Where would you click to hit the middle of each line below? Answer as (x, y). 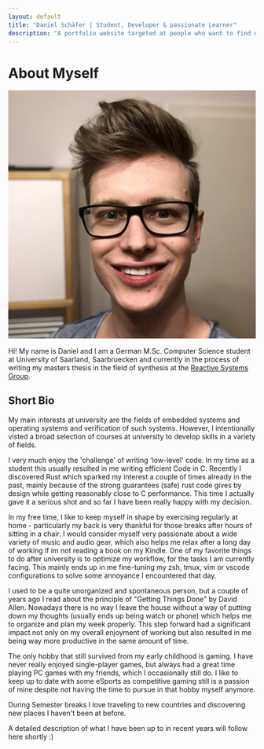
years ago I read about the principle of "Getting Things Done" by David (123, 599)
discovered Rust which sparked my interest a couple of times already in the (130, 476)
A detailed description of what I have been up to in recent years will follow (128, 728)
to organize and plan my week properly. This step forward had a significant (130, 624)
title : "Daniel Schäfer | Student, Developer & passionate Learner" (123, 25)
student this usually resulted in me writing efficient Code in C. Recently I (125, 468)
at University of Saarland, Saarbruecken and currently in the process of (124, 359)
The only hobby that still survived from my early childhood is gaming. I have (131, 655)
